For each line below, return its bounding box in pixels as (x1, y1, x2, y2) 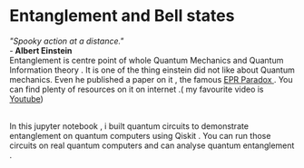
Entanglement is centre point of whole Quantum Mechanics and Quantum (9, 54, 284, 65)
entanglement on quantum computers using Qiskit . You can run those (9, 130, 271, 141)
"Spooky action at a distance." (9, 35, 124, 46)
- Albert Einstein (9, 44, 73, 55)
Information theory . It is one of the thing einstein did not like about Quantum (9, 64, 295, 75)
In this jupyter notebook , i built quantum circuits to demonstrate (9, 120, 250, 132)
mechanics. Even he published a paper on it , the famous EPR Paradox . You (9, 74, 293, 84)
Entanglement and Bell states (9, 5, 235, 26)
